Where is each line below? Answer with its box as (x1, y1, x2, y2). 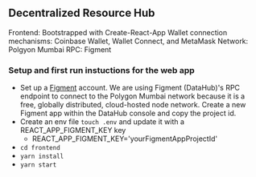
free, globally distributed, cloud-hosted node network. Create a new (19, 100, 246, 110)
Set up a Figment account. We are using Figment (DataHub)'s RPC (19, 83, 240, 93)
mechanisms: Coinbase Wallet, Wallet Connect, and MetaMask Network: (8, 36, 249, 46)
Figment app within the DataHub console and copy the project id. (19, 108, 237, 119)
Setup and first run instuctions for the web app (8, 64, 195, 75)
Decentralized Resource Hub (8, 6, 155, 20)
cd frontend (19, 144, 60, 152)
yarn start (19, 161, 57, 169)
